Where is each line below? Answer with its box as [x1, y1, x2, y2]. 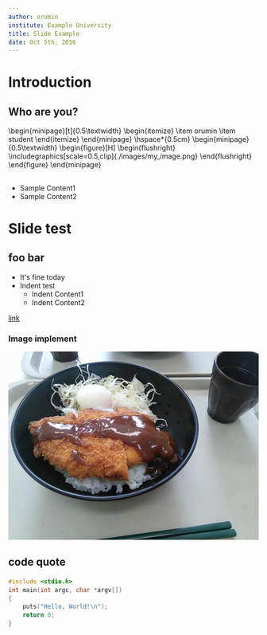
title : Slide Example [8, 29, 80, 37]
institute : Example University [8, 21, 112, 29]
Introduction [8, 73, 92, 92]
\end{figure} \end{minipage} [8, 160, 102, 170]
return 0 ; [22, 611, 56, 619]
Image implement [8, 333, 77, 344]
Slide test [8, 219, 72, 237]
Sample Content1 [19, 183, 76, 193]
